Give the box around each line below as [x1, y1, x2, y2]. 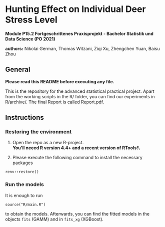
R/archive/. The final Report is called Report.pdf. [5, 99, 104, 105]
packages [12, 160, 33, 166]
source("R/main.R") [5, 202, 46, 207]
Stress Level [5, 14, 57, 25]
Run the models [5, 181, 44, 188]
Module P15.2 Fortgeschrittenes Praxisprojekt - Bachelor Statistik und [5, 30, 154, 36]
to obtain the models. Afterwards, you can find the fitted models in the [5, 211, 150, 217]
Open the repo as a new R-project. [12, 140, 84, 146]
